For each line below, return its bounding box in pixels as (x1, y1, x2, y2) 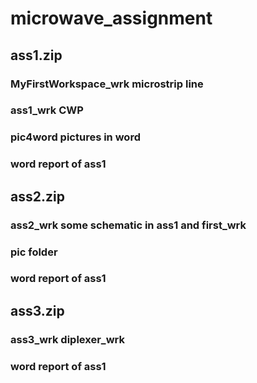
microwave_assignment (10, 7, 213, 30)
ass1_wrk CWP (10, 103, 84, 117)
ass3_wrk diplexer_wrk (10, 332, 125, 346)
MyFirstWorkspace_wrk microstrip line (10, 77, 204, 91)
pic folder (10, 245, 58, 259)
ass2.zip (10, 188, 65, 205)
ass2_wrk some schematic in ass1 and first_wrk (10, 218, 247, 232)
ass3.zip (10, 302, 65, 319)
